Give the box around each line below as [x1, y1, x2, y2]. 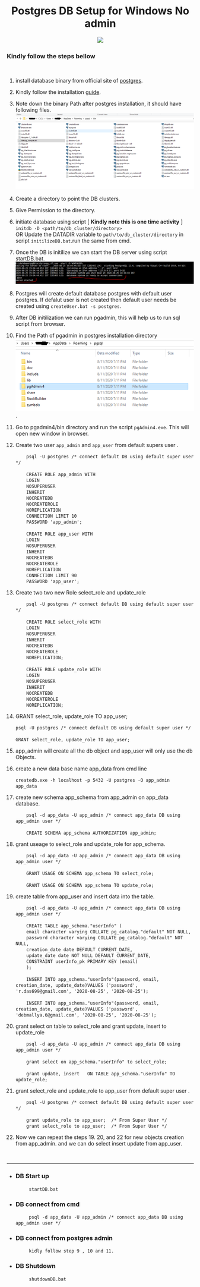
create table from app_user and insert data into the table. [15, 893, 155, 900]
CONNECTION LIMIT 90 [26, 572, 77, 579]
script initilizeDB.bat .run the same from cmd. [15, 237, 131, 244]
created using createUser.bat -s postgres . [15, 303, 122, 310]
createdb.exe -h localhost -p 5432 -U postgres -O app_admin [15, 778, 170, 783]
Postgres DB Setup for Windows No [11, 4, 189, 18]
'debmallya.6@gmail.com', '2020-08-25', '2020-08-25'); [15, 1012, 157, 1018]
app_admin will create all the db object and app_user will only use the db [15, 747, 193, 754]
